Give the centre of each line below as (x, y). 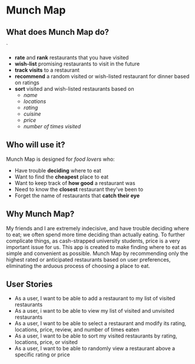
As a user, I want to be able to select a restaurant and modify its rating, (100, 323)
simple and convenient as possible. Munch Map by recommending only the (97, 253)
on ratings (27, 82)
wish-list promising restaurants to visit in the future (77, 64)
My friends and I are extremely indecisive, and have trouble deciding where (98, 228)
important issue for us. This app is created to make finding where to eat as (96, 247)
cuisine (32, 114)
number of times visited (52, 126)
